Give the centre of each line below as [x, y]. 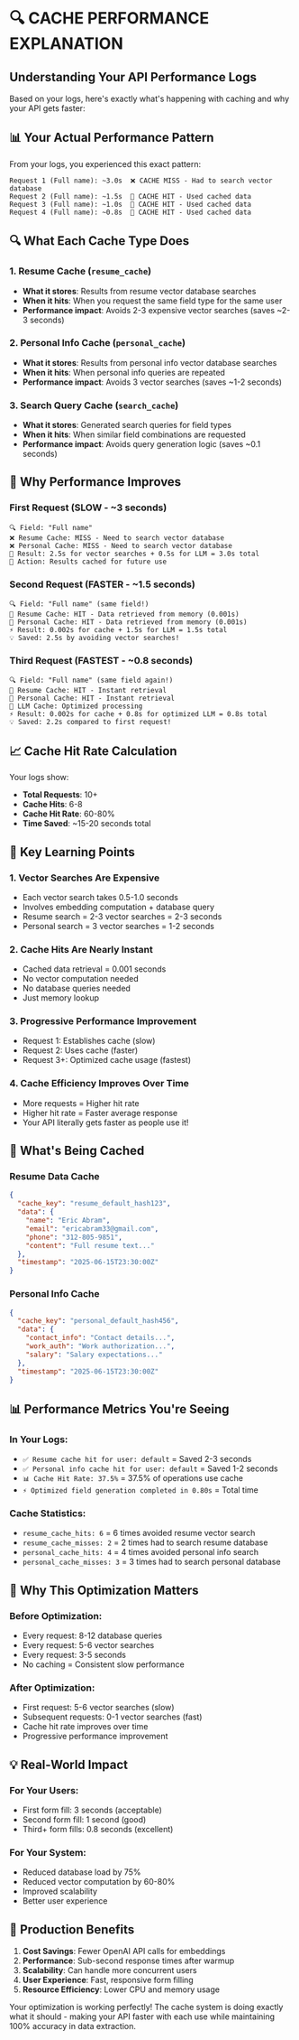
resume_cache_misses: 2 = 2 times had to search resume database [145, 1542]
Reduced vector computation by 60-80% [99, 1882]
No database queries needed [76, 988]
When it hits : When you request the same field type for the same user [152, 301]
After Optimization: [52, 1688]
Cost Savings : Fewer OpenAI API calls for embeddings [124, 1952]
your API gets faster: [47, 108]
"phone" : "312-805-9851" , [74, 1237]
